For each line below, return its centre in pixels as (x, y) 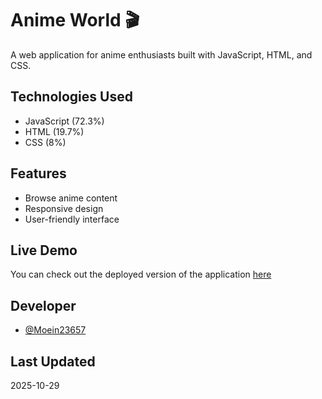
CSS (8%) (45, 142)
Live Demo (44, 250)
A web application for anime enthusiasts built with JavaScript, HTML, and (161, 54)
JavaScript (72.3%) (64, 121)
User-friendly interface (72, 219)
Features (38, 173)
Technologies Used (71, 97)
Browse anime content (71, 198)
